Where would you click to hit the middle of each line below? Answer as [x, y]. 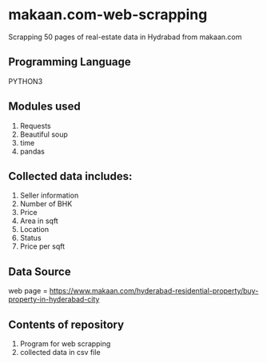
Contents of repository [66, 324]
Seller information [49, 195]
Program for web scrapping [65, 344]
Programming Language [70, 62]
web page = [28, 291]
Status [30, 238]
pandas [32, 151]
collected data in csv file [60, 352]
